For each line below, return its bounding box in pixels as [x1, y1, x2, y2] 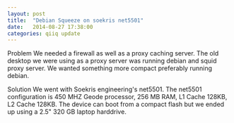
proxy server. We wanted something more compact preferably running [7, 64, 212, 72]
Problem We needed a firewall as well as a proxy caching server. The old [7, 49, 219, 58]
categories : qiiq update [7, 30, 81, 37]
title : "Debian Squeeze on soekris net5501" [7, 17, 144, 24]
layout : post [7, 10, 46, 18]
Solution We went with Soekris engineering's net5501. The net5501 [7, 85, 202, 93]
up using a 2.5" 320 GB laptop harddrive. [7, 108, 127, 116]
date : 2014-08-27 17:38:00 [7, 23, 93, 30]
